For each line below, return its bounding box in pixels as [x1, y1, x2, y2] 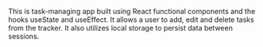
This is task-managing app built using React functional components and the [8, 7, 256, 16]
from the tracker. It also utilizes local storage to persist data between [8, 23, 233, 32]
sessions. [8, 31, 40, 41]
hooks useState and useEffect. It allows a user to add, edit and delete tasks [8, 15, 254, 24]
